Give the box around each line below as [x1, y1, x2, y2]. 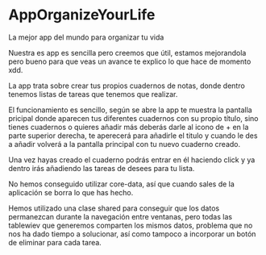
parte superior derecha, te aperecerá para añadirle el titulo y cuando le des [8, 131, 258, 140]
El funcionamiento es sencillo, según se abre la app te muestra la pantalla [8, 105, 252, 115]
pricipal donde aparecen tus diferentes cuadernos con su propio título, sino [8, 113, 259, 123]
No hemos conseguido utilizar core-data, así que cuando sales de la [8, 179, 235, 189]
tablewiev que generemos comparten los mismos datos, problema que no [8, 220, 253, 230]
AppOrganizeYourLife [8, 6, 156, 24]
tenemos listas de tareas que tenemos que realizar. [8, 89, 178, 98]
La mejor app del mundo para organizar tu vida [8, 32, 164, 42]
